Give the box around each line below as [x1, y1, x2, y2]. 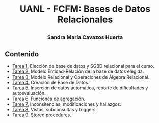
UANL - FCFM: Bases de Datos [19, 3, 151, 15]
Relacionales [57, 14, 113, 26]
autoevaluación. [12, 90, 46, 96]
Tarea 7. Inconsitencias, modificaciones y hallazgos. [12, 101, 122, 107]
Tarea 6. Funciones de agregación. [12, 95, 85, 102]
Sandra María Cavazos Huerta [47, 34, 123, 41]
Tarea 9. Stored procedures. [12, 112, 72, 118]
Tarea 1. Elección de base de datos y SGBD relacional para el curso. [12, 63, 155, 69]
